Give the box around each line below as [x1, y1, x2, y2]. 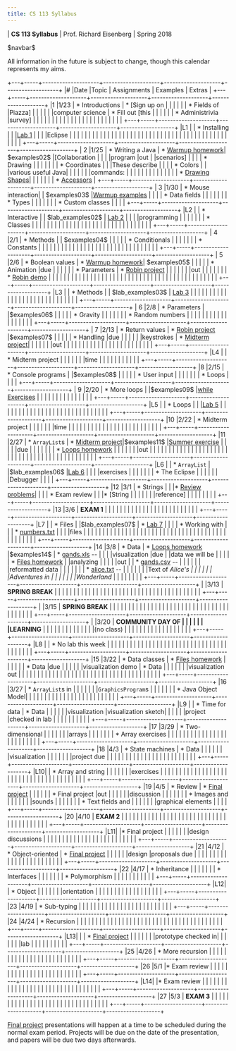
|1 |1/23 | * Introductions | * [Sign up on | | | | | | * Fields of [49, 100, 220, 109]
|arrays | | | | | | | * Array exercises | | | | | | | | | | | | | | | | [66, 730, 228, 738]
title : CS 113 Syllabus [7, 10, 77, 18]
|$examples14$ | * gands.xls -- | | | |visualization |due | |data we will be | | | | [7, 550, 230, 558]
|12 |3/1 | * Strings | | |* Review [110, 482, 202, 491]
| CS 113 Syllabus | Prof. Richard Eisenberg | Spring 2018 [7, 30, 173, 38]
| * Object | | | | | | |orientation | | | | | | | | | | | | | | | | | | [7, 887, 162, 895]
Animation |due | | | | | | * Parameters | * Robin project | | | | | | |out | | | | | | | [7, 265, 228, 273]
